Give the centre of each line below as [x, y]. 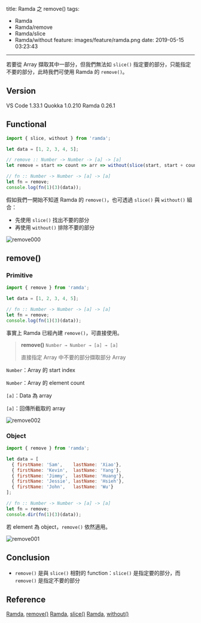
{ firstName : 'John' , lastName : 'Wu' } [63, 487]
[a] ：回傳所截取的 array [36, 408]
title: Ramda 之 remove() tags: [43, 9]
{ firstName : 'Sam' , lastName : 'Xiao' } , [66, 465]
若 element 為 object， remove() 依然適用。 [59, 526]
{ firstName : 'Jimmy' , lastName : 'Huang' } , [68, 476]
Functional [26, 125]
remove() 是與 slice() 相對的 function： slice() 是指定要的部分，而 [98, 573]
